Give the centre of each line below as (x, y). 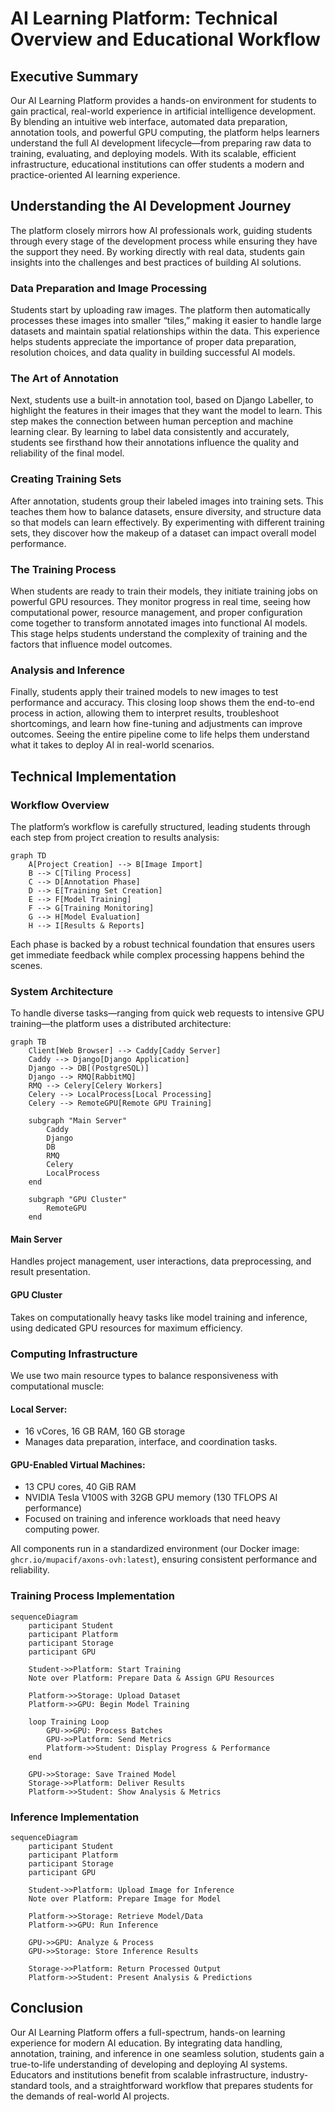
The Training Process (63, 569)
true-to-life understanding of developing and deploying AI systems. (149, 2064)
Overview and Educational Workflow (165, 39)
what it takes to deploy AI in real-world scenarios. (112, 745)
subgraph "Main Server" (78, 1121)
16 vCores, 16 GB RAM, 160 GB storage (105, 1431)
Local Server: (39, 1409)
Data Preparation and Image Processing (109, 288)
